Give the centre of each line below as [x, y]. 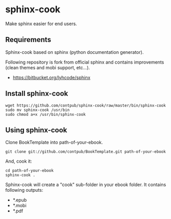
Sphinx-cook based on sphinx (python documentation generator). [74, 52]
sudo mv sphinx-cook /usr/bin [38, 110]
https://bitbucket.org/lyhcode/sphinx [51, 77]
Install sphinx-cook [37, 94]
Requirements [28, 40]
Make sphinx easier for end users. [41, 24]
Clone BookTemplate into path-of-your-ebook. [54, 143]
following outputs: [24, 190]
